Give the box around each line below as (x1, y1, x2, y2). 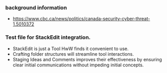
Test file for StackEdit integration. (5, 34, 91, 41)
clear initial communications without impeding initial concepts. (12, 62, 144, 68)
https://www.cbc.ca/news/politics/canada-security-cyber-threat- (12, 16, 151, 22)
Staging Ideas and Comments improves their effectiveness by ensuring (12, 56, 162, 62)
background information (5, 4, 67, 11)
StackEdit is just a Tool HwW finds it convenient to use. (12, 45, 129, 52)
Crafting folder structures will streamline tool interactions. (12, 51, 134, 57)
